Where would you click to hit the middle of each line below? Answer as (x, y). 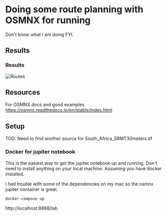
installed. (15, 174)
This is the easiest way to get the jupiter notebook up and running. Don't (81, 163)
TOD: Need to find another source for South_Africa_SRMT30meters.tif (79, 139)
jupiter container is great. (32, 189)
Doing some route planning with (74, 9)
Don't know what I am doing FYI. (40, 34)
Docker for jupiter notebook (40, 152)
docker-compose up (25, 199)
